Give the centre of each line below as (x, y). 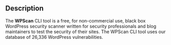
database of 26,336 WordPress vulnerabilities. (54, 37)
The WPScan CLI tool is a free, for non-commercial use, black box (75, 20)
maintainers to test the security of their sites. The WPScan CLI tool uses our (85, 31)
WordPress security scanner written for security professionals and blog (81, 26)
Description (24, 8)
